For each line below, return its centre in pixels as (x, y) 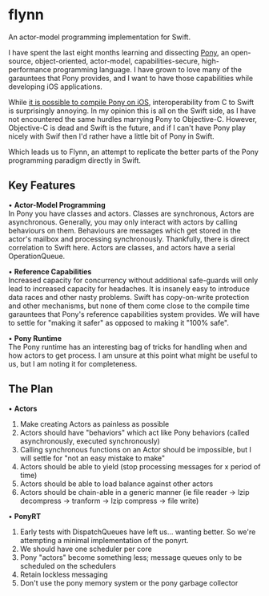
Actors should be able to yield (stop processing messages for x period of (140, 466)
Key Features (42, 186)
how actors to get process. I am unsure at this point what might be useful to (133, 355)
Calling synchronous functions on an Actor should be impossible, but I (136, 449)
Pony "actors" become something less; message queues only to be (131, 557)
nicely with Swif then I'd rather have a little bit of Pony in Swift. (111, 136)
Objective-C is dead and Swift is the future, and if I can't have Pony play (127, 128)
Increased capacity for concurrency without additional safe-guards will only (133, 280)
